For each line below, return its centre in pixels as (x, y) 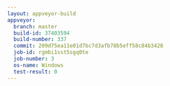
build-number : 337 (40, 40)
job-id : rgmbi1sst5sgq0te (51, 53)
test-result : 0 (36, 71)
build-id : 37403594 (42, 33)
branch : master (36, 26)
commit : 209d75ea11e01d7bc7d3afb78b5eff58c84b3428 (88, 46)
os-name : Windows (39, 65)
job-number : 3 (34, 59)
